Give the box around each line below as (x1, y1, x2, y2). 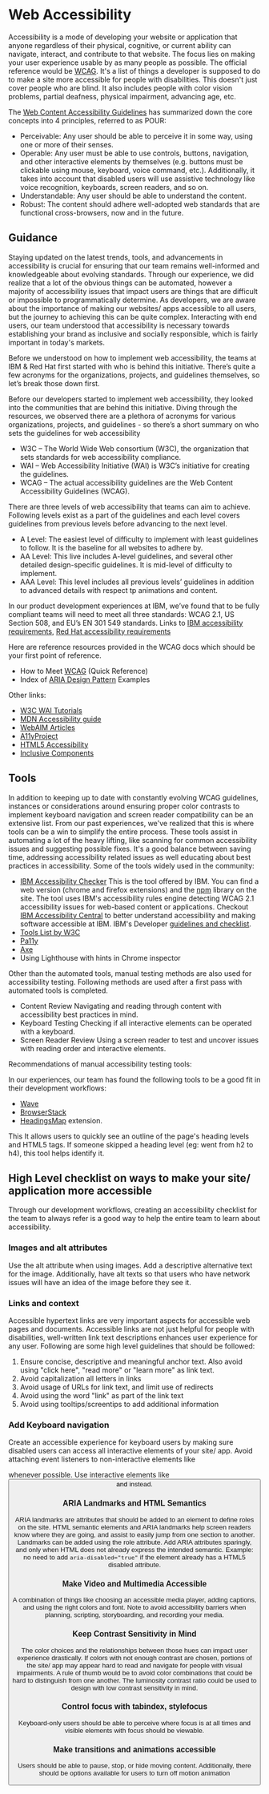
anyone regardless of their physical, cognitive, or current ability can (8, 40, 231, 50)
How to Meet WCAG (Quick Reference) (19, 666, 148, 675)
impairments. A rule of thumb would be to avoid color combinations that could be (16, 1668, 253, 1677)
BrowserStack (19, 1107, 66, 1117)
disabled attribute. (107, 1560, 162, 1569)
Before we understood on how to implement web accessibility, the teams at (8, 353, 257, 362)
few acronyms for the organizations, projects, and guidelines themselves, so (8, 370, 260, 380)
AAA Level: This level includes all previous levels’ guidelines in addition (19, 577, 255, 587)
